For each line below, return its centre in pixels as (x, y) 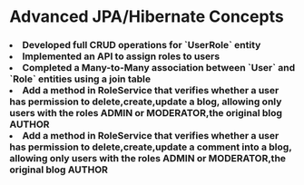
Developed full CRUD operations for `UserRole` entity (142, 45)
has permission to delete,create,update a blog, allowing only (146, 102)
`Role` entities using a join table (80, 79)
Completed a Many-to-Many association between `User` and (159, 68)
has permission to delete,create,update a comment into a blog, (151, 147)
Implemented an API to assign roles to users (121, 56)
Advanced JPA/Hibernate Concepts (147, 17)
